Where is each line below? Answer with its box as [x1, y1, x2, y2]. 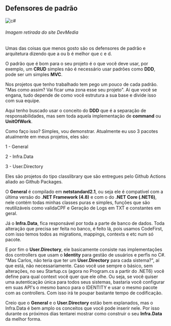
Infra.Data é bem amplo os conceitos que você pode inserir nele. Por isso [5, 305, 160, 311]
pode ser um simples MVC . [5, 72, 63, 78]
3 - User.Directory [5, 164, 43, 170]
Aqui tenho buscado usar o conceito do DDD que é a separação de [5, 107, 146, 114]
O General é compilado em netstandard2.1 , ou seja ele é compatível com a [5, 189, 163, 195]
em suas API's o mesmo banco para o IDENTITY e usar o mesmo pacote [5, 285, 158, 291]
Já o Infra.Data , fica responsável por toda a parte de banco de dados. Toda [5, 220, 165, 226]
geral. [5, 211, 18, 217]
